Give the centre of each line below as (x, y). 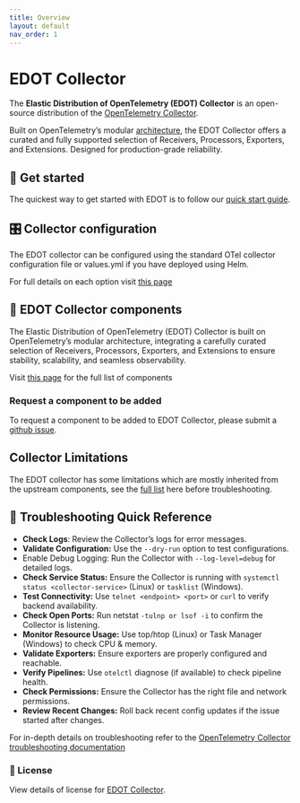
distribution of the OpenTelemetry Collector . (118, 113)
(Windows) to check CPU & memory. (90, 643)
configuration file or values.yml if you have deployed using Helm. (129, 264)
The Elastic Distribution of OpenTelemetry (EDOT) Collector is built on (137, 331)
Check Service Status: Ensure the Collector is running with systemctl (151, 577)
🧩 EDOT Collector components (96, 310)
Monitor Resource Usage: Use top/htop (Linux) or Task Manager (142, 634)
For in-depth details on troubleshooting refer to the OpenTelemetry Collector (150, 738)
